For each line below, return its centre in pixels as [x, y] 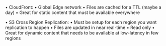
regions [13, 38]
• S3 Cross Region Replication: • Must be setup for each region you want [81, 22]
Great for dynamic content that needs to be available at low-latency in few [82, 33]
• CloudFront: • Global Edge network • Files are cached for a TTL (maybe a [84, 7]
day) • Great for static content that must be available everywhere [72, 12]
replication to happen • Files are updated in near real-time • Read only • [80, 27]
